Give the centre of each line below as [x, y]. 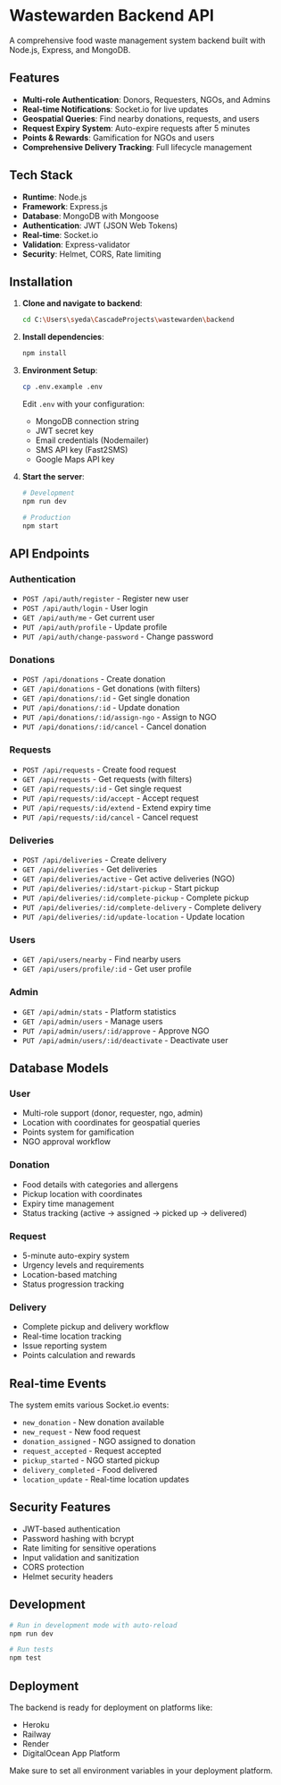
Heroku [36, 1725]
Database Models [59, 1069]
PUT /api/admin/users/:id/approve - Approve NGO [116, 1031]
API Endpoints [50, 553]
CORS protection [53, 1567]
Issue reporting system [64, 1346]
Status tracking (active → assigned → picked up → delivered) [135, 1212]
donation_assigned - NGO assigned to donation [109, 1441]
